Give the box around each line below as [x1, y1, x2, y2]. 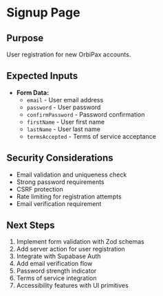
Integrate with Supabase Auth [16, 252, 101, 260]
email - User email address [26, 95, 104, 104]
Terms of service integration [16, 274, 97, 282]
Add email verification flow [16, 260, 93, 268]
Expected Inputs [6, 70, 78, 82]
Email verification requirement [16, 199, 102, 207]
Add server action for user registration [16, 245, 125, 253]
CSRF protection [16, 185, 63, 193]
